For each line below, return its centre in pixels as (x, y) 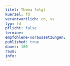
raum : (11, 51)
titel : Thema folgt (25, 10)
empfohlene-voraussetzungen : (35, 38)
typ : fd (13, 24)
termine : (14, 33)
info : (11, 56)
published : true (22, 42)
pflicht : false (21, 28)
